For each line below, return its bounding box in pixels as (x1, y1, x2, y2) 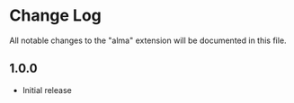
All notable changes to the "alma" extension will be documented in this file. (9, 35, 287, 46)
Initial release (22, 84, 72, 95)
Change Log (9, 5, 102, 26)
